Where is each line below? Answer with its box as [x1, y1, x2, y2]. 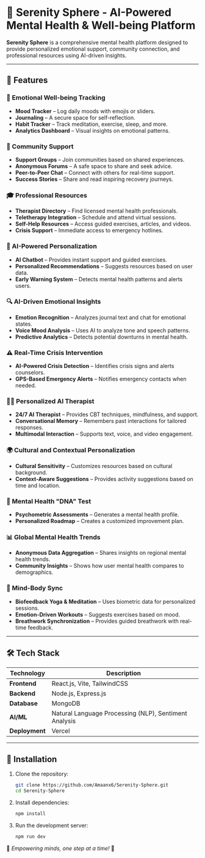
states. [15, 320, 32, 328]
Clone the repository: [15, 770, 69, 778]
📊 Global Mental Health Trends [6, 533, 101, 541]
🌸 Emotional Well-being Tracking [6, 94, 106, 102]
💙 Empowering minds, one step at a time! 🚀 [6, 845, 115, 852]
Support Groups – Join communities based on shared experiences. [15, 156, 185, 163]
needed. [15, 382, 37, 389]
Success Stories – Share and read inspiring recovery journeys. [15, 175, 174, 183]
